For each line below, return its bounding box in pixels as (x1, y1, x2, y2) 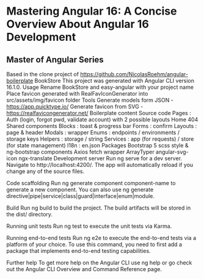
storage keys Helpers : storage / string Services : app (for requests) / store (6, 135, 194, 143)
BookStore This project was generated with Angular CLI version (34, 77, 194, 84)
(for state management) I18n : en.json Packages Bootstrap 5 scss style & (6, 142, 189, 149)
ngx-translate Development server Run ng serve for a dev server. (18, 155, 182, 162)
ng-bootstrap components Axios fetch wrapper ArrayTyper (6, 148, 155, 155)
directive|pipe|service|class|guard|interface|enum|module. (6, 192, 155, 199)
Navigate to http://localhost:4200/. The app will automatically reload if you (6, 161, 194, 168)
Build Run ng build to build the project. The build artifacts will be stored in (6, 204, 191, 211)
